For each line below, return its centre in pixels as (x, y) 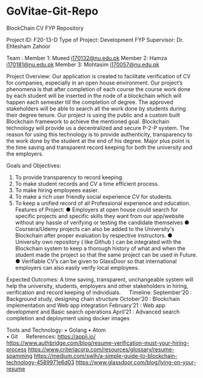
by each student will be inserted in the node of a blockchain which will (94, 95)
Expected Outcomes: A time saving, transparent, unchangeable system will (100, 279)
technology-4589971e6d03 (40, 362)
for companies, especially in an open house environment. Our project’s (95, 83)
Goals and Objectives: (34, 165)
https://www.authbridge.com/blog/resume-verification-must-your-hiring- (98, 343)
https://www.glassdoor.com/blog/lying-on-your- (136, 362)
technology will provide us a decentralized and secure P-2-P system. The (98, 128)
